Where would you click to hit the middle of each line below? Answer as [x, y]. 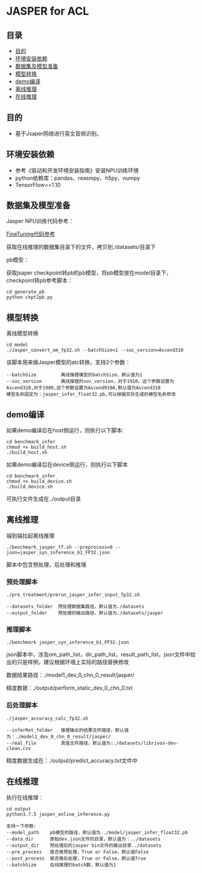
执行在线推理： [25, 797]
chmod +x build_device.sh [39, 482]
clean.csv [19, 748]
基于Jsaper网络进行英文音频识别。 [58, 133]
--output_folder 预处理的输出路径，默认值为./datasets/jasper [85, 613]
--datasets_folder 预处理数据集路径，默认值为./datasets [75, 607]
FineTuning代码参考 [31, 234]
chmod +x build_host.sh [37, 447]
